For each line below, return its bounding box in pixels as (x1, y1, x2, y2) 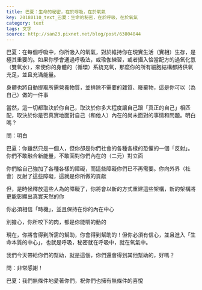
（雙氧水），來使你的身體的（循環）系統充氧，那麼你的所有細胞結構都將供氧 (6, 64, 194, 71)
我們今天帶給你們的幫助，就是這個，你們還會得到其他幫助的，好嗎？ (6, 251, 175, 259)
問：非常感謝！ (6, 264, 43, 271)
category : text (6, 20, 44, 26)
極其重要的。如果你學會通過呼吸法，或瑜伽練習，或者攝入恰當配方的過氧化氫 (6, 56, 196, 63)
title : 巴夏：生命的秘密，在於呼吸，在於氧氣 (6, 8, 106, 15)
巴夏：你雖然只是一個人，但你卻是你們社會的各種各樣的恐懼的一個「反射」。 (6, 145, 194, 152)
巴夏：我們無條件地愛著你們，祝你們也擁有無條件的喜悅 (6, 277, 143, 285)
